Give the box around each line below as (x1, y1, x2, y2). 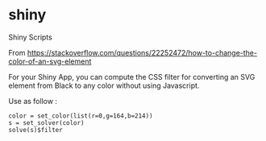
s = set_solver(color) (8, 118, 85, 126)
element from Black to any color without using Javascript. (8, 81, 200, 90)
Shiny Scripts (8, 32, 52, 42)
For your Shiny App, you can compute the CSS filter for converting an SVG (8, 72, 256, 81)
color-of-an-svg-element (8, 56, 92, 66)
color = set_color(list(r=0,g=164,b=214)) (8, 111, 153, 120)
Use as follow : (8, 96, 58, 106)
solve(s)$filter (8, 126, 63, 134)
